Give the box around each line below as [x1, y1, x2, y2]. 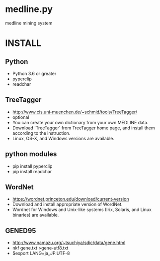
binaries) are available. [12, 212, 59, 218]
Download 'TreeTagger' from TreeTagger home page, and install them [12, 125, 155, 131]
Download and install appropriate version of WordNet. [12, 201, 123, 208]
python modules [5, 150, 57, 158]
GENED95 [5, 226, 36, 235]
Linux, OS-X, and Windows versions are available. [12, 135, 114, 141]
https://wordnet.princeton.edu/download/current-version [12, 196, 129, 202]
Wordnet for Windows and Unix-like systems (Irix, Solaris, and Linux [12, 207, 152, 213]
